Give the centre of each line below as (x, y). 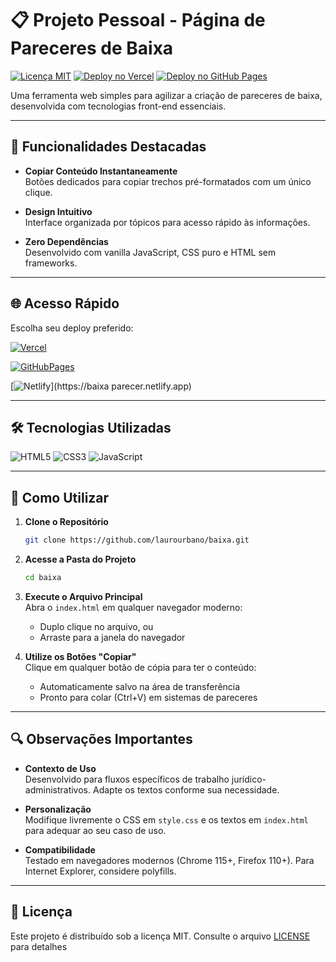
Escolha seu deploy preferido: (72, 328)
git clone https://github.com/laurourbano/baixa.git (137, 540)
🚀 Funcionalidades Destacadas (108, 147)
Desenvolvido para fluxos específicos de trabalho (127, 779)
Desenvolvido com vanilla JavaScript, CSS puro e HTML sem (150, 252)
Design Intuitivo (58, 211)
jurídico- (249, 779)
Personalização (58, 809)
